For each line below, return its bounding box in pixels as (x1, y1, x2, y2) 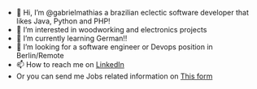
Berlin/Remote (15, 51, 64, 60)
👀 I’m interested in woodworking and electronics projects (15, 25, 207, 34)
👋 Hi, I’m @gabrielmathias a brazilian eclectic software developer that (15, 8, 250, 17)
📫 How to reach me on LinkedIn (15, 60, 124, 69)
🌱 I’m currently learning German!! (15, 33, 128, 43)
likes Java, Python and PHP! (15, 16, 111, 26)
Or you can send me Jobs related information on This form (15, 71, 213, 81)
